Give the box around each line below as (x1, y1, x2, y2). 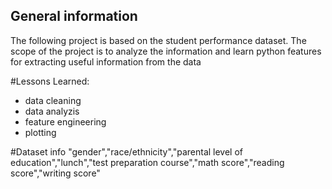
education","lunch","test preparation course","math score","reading (10, 156, 285, 168)
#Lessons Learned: (10, 75, 90, 87)
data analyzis (24, 105, 80, 117)
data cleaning (24, 94, 82, 106)
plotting (24, 126, 57, 138)
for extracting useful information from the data (10, 55, 202, 68)
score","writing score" (10, 167, 101, 179)
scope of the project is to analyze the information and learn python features (10, 45, 322, 57)
